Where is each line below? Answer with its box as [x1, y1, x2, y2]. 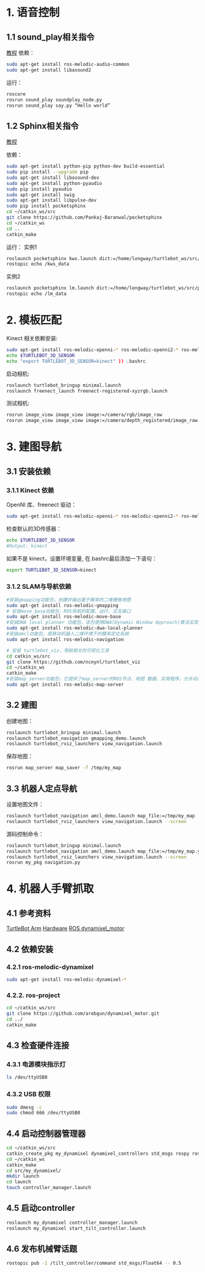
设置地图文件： [6, 801, 44, 808]
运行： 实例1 [6, 243, 37, 250]
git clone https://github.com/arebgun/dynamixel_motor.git [6, 1011, 160, 1017]
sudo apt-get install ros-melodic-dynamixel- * [6, 976, 127, 983]
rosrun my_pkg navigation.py [6, 859, 81, 866]
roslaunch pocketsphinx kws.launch [6, 255, 97, 261]
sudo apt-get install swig [6, 192, 75, 198]
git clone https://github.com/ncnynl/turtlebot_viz [6, 659, 140, 665]
